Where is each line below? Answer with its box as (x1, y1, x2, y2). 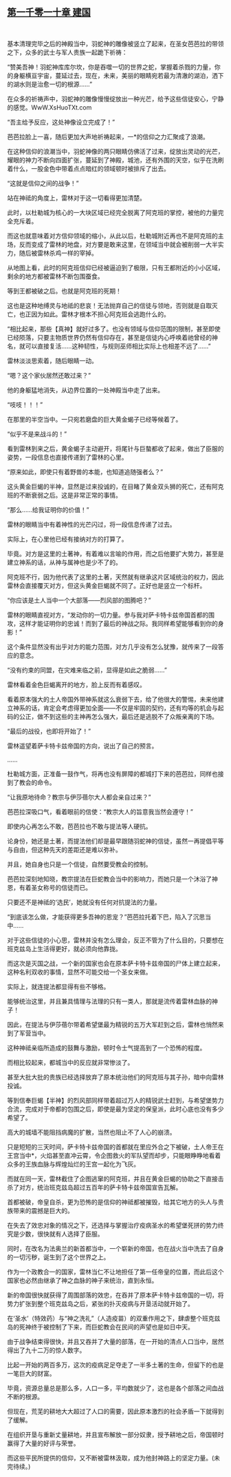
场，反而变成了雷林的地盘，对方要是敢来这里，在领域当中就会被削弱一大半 (7, 240, 218, 248)
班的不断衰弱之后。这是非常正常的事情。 (7, 491, 122, 499)
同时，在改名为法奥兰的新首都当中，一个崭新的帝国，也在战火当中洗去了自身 (7, 1244, 224, 1252)
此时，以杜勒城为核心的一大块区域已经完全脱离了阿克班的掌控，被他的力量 (7, 208, 218, 216)
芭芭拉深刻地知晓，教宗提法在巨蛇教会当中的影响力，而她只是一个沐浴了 (7, 875, 212, 883)
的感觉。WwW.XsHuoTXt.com (7, 103, 92, 112)
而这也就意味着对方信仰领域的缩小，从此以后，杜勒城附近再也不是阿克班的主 (7, 232, 224, 240)
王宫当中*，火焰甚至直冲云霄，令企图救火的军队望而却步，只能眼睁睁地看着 (7, 1151, 221, 1159)
